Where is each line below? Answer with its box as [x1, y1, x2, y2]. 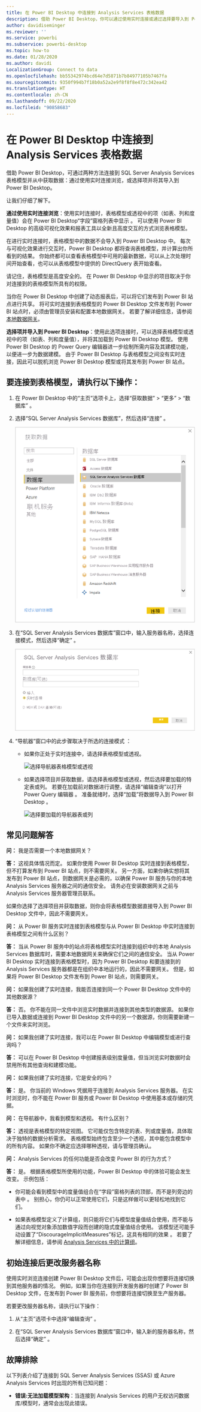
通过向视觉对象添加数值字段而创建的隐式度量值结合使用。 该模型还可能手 [14, 1224, 195, 1231]
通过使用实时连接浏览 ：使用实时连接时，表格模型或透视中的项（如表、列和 [6, 209, 190, 217]
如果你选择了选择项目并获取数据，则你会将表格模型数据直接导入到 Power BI [6, 903, 193, 910]
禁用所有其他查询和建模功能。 [6, 1062, 80, 1069]
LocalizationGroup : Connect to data [6, 67, 98, 73]
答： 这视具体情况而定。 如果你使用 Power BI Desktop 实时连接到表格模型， [6, 860, 193, 867]
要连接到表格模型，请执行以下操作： [6, 377, 140, 387]
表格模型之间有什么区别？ [6, 930, 69, 938]
